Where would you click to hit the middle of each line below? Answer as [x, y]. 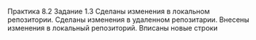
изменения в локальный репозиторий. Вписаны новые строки [113, 28]
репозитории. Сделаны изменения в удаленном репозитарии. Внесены [128, 20]
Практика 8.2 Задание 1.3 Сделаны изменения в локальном [109, 11]
